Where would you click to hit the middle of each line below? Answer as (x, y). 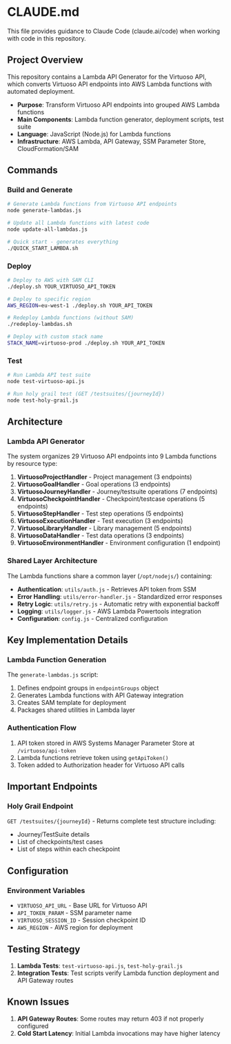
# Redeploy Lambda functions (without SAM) (71, 318)
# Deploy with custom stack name (55, 337)
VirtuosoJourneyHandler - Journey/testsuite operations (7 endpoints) (117, 492)
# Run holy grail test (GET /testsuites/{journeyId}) (86, 394)
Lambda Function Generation (57, 660)
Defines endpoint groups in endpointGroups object (88, 688)
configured (33, 1026)
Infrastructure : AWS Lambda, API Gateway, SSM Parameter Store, (111, 141)
